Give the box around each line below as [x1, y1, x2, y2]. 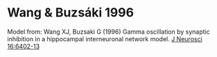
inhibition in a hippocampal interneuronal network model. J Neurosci [7, 34, 202, 43]
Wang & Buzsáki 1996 [7, 5, 134, 21]
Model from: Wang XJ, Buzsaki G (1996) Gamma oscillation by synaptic [7, 27, 210, 36]
